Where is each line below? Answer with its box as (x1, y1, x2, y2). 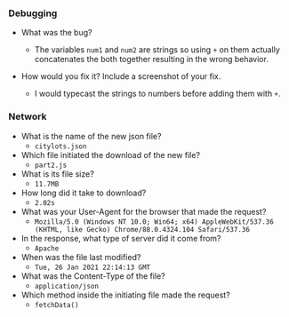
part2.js (34, 161, 68, 170)
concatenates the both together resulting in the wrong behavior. (34, 54, 269, 65)
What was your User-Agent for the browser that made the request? (20, 206, 267, 217)
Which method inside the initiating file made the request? (20, 289, 230, 300)
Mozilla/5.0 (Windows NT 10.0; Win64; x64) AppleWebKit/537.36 (34, 217, 275, 226)
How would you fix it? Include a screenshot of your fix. (20, 71, 221, 82)
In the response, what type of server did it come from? (20, 233, 221, 243)
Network (8, 110, 47, 123)
